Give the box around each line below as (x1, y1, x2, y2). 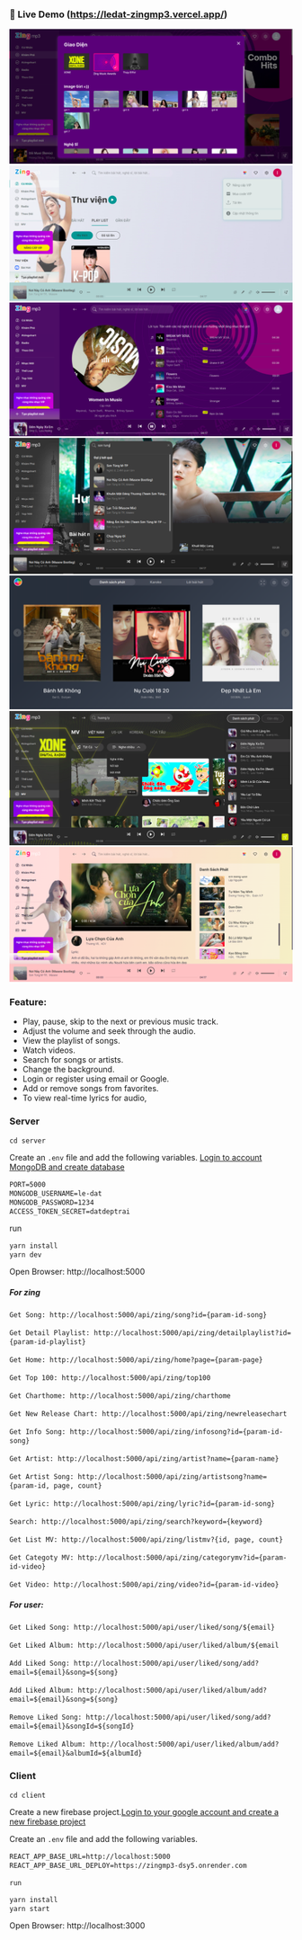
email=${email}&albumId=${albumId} (9, 1749, 143, 1758)
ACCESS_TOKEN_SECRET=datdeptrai (9, 1207, 130, 1216)
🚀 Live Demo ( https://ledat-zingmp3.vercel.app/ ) (9, 8, 227, 21)
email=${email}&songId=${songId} (9, 1722, 135, 1731)
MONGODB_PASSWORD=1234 (9, 1198, 94, 1207)
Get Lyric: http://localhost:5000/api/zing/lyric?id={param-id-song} (9, 1499, 276, 1508)
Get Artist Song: (9, 1473, 75, 1482)
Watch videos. (22, 1045, 76, 1055)
